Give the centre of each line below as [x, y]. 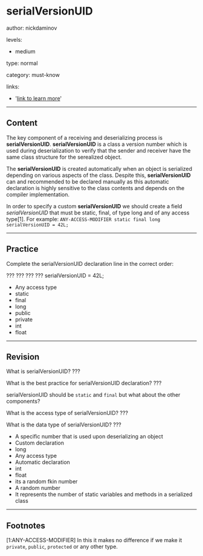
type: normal [22, 63]
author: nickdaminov [32, 28]
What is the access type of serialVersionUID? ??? [67, 413]
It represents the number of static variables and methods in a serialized [104, 494]
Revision [23, 356]
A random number [37, 488]
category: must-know [33, 74]
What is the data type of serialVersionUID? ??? [64, 425]
